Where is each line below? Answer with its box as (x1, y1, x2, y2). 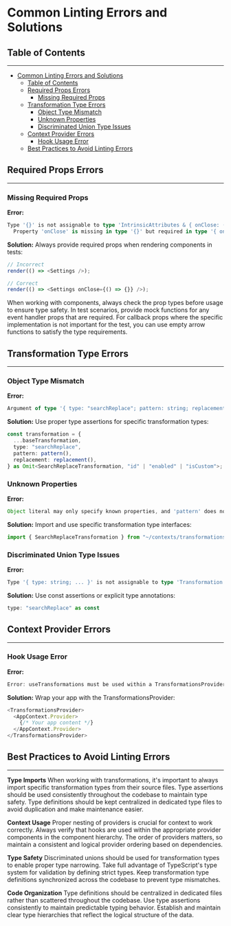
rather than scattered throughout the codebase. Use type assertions (7, 896, 201, 904)
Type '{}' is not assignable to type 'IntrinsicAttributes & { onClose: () (7, 222, 229, 229)
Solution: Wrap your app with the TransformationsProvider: (7, 693, 175, 701)
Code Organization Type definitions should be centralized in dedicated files (7, 888, 222, 897)
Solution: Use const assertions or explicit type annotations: (7, 591, 175, 599)
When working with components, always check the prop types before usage (7, 299, 223, 307)
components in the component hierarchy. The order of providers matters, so (7, 833, 223, 841)
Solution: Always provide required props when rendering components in (7, 240, 212, 249)
